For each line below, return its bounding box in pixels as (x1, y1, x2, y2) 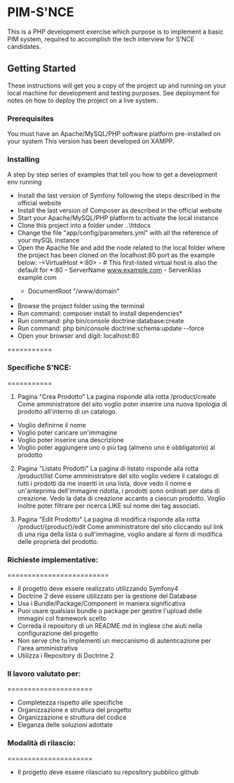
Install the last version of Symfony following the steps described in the (17, 191, 221, 200)
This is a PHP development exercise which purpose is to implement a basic (7, 27, 224, 36)
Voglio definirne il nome (17, 421, 86, 429)
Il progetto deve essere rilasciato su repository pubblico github (17, 768, 199, 776)
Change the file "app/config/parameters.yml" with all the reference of (17, 229, 219, 237)
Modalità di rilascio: (7, 738, 76, 748)
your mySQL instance (17, 236, 80, 245)
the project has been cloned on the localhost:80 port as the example (17, 251, 215, 259)
